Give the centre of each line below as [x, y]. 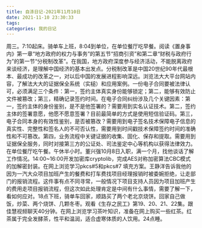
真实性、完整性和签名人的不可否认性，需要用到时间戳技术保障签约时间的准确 [101, 129]
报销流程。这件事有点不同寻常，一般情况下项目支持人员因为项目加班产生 [106, 181]
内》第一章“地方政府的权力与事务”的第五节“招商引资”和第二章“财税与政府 [96, 54]
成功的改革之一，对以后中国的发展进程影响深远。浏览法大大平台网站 [106, 76]
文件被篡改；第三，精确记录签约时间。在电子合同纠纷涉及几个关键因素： [96, 99]
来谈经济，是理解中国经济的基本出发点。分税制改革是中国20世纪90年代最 [97, 69]
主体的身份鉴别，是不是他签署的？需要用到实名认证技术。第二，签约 [111, 106]
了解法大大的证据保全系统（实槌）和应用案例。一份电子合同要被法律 [101, 84]
